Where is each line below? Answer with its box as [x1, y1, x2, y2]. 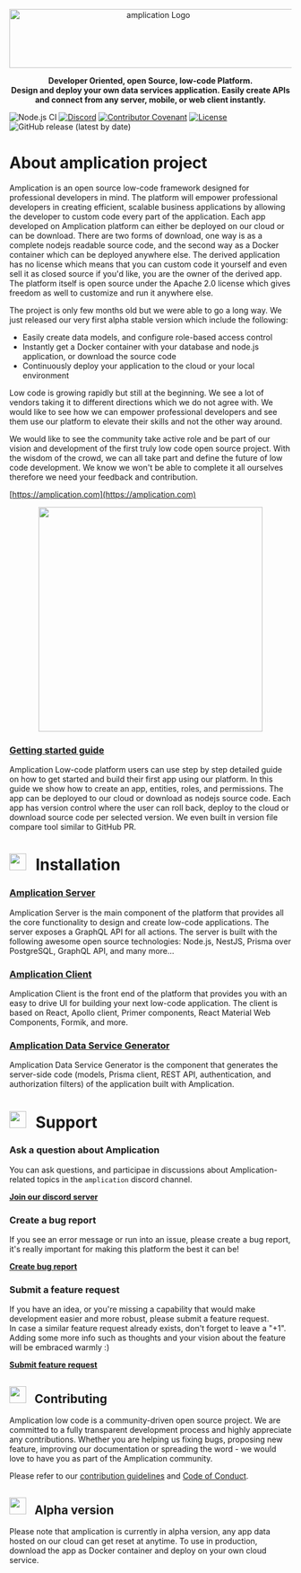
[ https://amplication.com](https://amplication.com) [9, 489, 197, 499]
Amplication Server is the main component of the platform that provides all [9, 907, 285, 918]
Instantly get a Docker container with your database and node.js [21, 341, 260, 352]
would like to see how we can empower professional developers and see [9, 406, 278, 417]
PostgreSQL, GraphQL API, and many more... [9, 945, 175, 956]
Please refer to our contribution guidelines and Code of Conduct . [9, 1471, 249, 1481]
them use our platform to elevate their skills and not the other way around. [9, 416, 283, 427]
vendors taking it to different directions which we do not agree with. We [9, 396, 273, 408]
